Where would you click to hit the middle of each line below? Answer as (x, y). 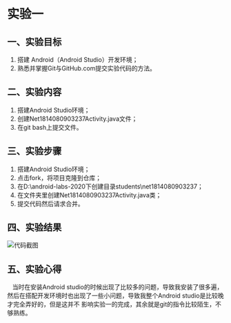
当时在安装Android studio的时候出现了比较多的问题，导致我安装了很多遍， (118, 287)
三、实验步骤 (34, 151)
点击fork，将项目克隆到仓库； (59, 177)
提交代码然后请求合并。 (50, 204)
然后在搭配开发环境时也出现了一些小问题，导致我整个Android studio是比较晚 (115, 296)
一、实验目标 (34, 42)
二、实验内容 (34, 92)
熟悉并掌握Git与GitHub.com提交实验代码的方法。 (87, 68)
